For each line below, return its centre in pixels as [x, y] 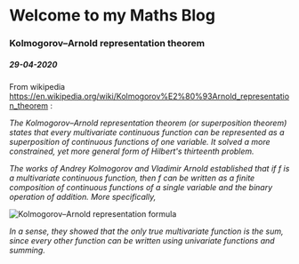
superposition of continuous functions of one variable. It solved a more [140, 142]
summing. [28, 251]
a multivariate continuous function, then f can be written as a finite [132, 178]
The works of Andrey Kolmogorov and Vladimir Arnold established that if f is [149, 169]
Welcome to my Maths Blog [113, 16]
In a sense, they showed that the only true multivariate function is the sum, [146, 231]
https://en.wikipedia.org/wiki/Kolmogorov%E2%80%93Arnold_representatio [149, 96]
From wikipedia [37, 87]
